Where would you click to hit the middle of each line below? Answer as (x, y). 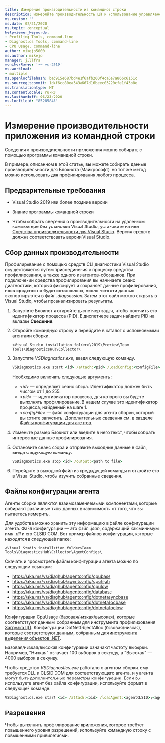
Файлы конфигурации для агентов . (56, 423)
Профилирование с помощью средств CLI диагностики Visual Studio (77, 264)
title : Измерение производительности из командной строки (66, 10)
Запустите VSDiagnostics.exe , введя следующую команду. (73, 358)
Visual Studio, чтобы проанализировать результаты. (59, 301)
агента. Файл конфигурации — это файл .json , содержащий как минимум (82, 529)
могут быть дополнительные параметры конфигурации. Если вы (73, 678)
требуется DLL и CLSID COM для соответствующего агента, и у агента (79, 673)
